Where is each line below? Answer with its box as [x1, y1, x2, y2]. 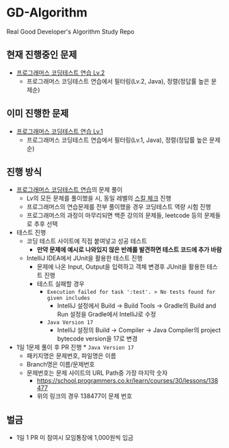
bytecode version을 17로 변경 [57, 334, 138, 343]
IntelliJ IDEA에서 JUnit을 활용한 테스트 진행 [26, 254, 143, 262]
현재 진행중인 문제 [6, 49, 77, 61]
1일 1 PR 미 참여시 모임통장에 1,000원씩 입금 [16, 434, 134, 442]
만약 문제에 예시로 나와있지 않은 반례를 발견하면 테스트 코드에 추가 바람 [36, 245, 222, 254]
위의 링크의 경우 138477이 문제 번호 [36, 392, 133, 400]
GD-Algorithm [6, 5, 88, 21]
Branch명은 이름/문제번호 [26, 360, 95, 369]
